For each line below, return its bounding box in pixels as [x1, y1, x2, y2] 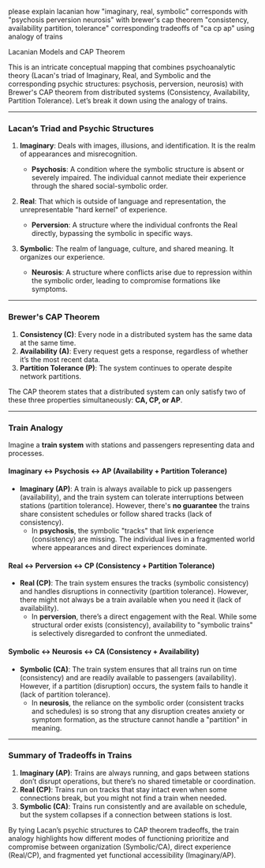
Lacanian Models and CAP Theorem [8, 47, 125, 56]
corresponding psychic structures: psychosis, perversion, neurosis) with [8, 79, 244, 88]
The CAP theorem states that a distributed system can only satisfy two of [8, 387, 246, 396]
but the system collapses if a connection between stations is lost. [19, 810, 233, 819]
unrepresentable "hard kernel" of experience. [19, 205, 168, 215]
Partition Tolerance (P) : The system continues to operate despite [19, 363, 233, 372]
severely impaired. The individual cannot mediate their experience [31, 173, 247, 182]
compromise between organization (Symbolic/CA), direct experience [8, 842, 231, 851]
